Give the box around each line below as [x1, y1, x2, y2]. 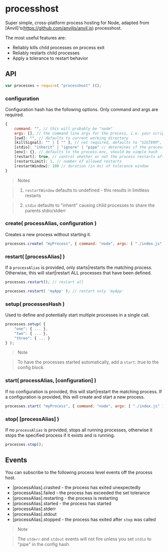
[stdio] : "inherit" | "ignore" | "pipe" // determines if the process [14, 145, 164, 150]
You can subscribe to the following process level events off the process [5, 469, 152, 475]
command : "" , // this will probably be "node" [14, 126, 113, 131]
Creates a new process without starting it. [5, 231, 91, 237]
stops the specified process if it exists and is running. [5, 432, 115, 438]
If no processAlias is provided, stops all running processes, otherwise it [5, 427, 152, 433]
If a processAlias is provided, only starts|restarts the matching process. [5, 264, 152, 270]
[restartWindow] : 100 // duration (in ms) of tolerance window [14, 163, 149, 168]
